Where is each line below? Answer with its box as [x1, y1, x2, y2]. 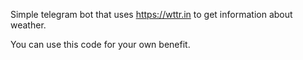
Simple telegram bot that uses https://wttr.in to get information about [10, 9, 293, 20]
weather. [10, 19, 47, 31]
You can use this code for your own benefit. [10, 39, 191, 50]
